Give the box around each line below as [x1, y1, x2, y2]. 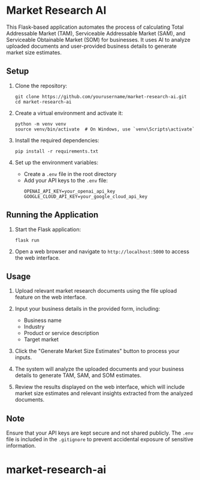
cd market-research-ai [14, 99, 72, 105]
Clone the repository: [14, 82, 68, 89]
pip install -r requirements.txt [14, 148, 99, 154]
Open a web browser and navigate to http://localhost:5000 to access [14, 248, 190, 255]
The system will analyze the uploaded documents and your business [14, 366, 184, 373]
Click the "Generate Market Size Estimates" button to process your [14, 348, 180, 355]
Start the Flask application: [14, 226, 81, 233]
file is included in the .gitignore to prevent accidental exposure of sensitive [6, 436, 193, 443]
